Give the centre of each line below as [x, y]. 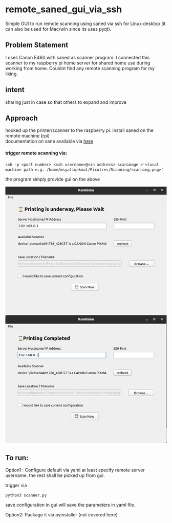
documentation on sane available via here [49, 141]
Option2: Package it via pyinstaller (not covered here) [61, 515]
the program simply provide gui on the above [53, 179]
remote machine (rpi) [28, 136]
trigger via [16, 485]
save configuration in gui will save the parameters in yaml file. [70, 505]
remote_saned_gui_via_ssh [64, 9]
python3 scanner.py [26, 495]
